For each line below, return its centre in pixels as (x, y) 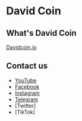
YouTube (26, 80)
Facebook (27, 86)
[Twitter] (25, 106)
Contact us (27, 66)
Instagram (27, 93)
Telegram (26, 99)
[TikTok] (25, 112)
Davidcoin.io (21, 47)
